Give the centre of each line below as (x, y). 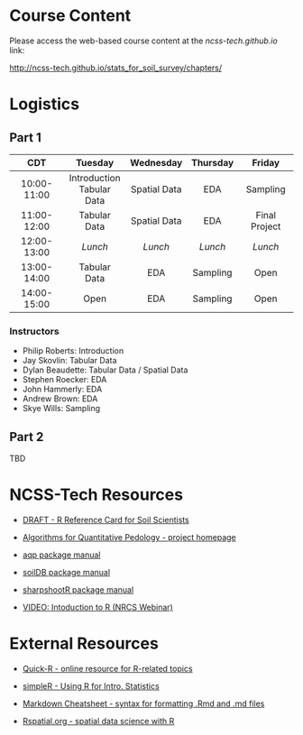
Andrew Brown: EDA (60, 399)
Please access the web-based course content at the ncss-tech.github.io (143, 41)
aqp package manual (61, 555)
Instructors (35, 331)
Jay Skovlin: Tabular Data (69, 361)
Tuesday (95, 162)
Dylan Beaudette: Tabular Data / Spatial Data (105, 370)
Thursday (212, 162)
